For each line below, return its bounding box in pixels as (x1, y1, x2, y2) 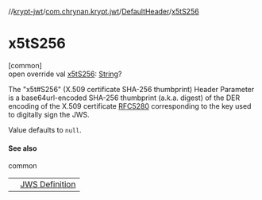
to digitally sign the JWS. (8, 110, 90, 119)
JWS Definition (20, 179, 76, 190)
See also (8, 143, 37, 153)
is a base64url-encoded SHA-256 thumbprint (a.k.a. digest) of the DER (8, 93, 241, 102)
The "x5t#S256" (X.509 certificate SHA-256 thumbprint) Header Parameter (8, 84, 255, 94)
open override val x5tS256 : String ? (8, 69, 122, 79)
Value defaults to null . (8, 125, 82, 134)
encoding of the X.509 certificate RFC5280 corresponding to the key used (8, 101, 252, 110)
